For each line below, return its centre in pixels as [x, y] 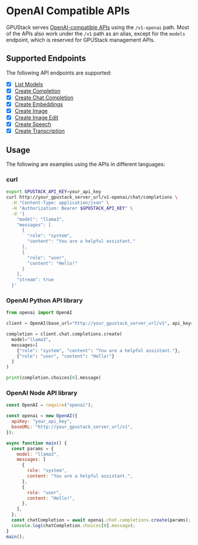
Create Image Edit [37, 118]
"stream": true [35, 280]
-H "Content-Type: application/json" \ [60, 203]
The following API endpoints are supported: [59, 73]
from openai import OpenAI [39, 313]
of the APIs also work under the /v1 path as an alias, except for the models [96, 33]
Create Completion [37, 91]
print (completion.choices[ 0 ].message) [54, 378]
